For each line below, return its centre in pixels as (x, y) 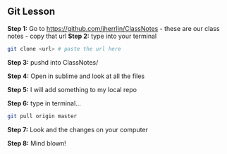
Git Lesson (31, 12)
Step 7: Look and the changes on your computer (78, 129)
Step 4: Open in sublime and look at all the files (76, 76)
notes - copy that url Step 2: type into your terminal (82, 36)
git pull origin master (42, 116)
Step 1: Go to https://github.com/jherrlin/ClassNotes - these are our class (114, 28)
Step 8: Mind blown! (37, 143)
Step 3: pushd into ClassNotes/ (53, 62)
